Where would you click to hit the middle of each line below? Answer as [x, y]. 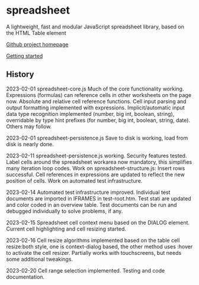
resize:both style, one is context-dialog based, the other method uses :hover [99, 247]
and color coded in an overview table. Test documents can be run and [92, 205]
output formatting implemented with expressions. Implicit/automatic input [95, 108]
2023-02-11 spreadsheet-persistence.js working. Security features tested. [97, 156]
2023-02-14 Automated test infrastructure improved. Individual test [88, 192]
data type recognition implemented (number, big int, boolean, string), [90, 114]
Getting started [25, 56]
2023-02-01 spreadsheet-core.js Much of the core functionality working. [95, 89]
